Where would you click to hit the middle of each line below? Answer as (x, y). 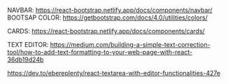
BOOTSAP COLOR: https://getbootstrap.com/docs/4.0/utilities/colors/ (107, 17)
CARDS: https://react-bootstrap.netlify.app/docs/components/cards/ (106, 31)
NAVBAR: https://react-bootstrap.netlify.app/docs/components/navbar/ (110, 10)
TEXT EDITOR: (28, 44)
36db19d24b (26, 59)
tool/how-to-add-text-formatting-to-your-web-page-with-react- (100, 52)
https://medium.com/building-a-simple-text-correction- (130, 44)
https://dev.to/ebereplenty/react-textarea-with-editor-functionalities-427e (114, 73)
